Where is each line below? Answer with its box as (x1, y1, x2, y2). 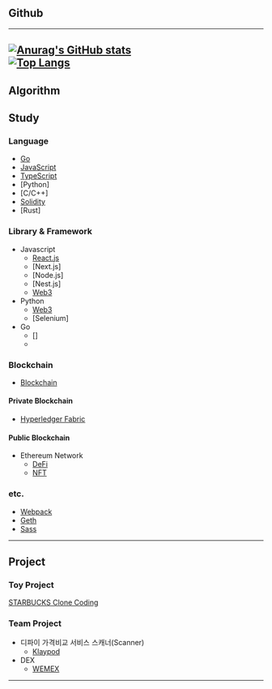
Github (8, 6, 44, 20)
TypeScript (19, 171, 57, 181)
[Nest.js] (32, 279, 62, 289)
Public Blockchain (8, 433, 70, 443)
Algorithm (8, 83, 61, 97)
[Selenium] (32, 313, 69, 323)
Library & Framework (8, 226, 93, 238)
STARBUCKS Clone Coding (8, 597, 99, 607)
